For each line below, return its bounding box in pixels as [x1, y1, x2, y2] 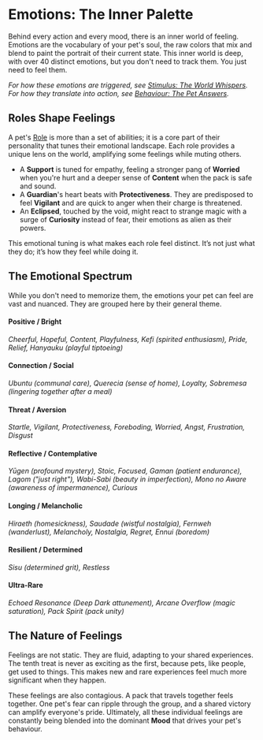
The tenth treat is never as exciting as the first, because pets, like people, [8, 658, 246, 667]
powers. [19, 223, 46, 232]
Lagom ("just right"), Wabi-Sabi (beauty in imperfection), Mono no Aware [8, 474, 246, 484]
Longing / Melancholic [8, 500, 83, 510]
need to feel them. [8, 65, 68, 74]
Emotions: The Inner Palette [8, 6, 194, 24]
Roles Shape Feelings [8, 112, 116, 125]
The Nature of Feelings [8, 629, 123, 643]
